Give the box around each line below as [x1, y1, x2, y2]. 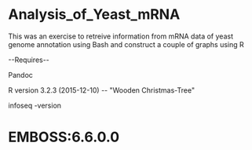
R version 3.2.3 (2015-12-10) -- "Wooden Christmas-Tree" [8, 85, 195, 95]
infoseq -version [8, 101, 61, 110]
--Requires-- [8, 55, 49, 64]
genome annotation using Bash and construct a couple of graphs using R [8, 39, 245, 49]
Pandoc [8, 70, 34, 79]
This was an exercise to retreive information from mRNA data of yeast [8, 31, 234, 41]
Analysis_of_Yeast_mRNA [8, 5, 181, 24]
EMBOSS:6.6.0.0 [8, 128, 120, 146]
